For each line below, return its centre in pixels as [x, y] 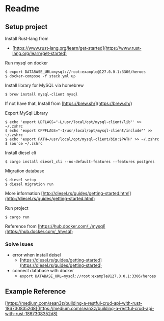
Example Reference [36, 291]
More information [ [24, 193]
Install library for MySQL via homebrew [45, 85]
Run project [17, 208]
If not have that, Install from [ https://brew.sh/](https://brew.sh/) [69, 103]
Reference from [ [22, 226]
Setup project [26, 27]
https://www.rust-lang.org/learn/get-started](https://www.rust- [78, 48]
